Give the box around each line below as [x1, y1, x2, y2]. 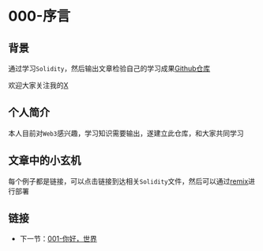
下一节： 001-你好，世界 [19, 234, 97, 244]
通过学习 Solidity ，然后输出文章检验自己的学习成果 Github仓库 [8, 64, 211, 73]
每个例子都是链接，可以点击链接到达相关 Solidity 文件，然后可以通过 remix [8, 176, 249, 186]
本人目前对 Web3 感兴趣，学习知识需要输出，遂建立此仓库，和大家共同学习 [8, 128, 244, 138]
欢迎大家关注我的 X [8, 81, 69, 89]
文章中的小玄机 [8, 154, 81, 167]
